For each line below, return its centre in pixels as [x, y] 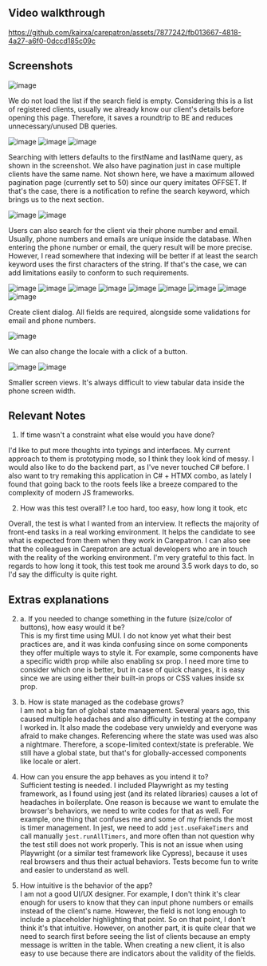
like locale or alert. [50, 762]
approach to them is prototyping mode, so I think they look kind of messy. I [131, 459]
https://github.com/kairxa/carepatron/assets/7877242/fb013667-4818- [125, 32]
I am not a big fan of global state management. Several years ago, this [135, 711]
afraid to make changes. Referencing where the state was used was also [139, 736]
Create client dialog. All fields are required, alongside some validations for [130, 312]
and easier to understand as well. [75, 870]
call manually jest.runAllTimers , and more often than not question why [137, 836]
